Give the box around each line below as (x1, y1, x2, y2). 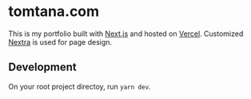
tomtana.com (8, 2, 100, 21)
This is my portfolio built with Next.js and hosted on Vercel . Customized (8, 29, 244, 38)
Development (8, 61, 78, 74)
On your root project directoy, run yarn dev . (8, 81, 151, 91)
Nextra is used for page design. (8, 37, 113, 46)
